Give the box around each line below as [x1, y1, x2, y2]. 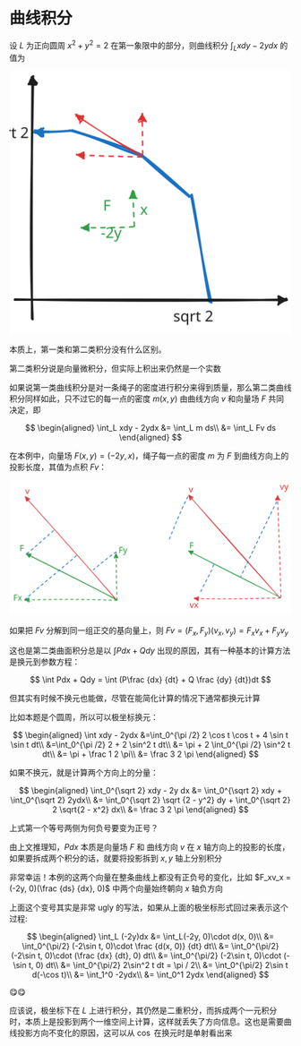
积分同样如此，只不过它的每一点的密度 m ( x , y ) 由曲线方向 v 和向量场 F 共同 [9, 393, 285, 404]
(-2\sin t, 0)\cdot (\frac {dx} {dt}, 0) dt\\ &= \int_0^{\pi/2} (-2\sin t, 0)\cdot [11, 950, 282, 961]
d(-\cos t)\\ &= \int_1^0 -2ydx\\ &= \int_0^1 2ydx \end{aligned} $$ [31, 969, 270, 981]
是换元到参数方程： [9, 656, 81, 667]
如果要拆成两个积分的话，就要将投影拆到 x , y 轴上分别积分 [9, 853, 222, 864]
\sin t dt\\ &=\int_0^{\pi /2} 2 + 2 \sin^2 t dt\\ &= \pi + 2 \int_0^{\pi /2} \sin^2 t [10, 740, 291, 750]
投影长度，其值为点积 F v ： [9, 461, 107, 472]
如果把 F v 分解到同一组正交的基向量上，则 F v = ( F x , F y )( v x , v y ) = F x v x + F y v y [9, 624, 289, 638]
